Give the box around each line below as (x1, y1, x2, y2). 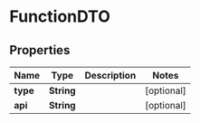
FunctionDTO (9, 6, 110, 27)
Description (84, 70, 137, 81)
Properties (9, 43, 71, 58)
